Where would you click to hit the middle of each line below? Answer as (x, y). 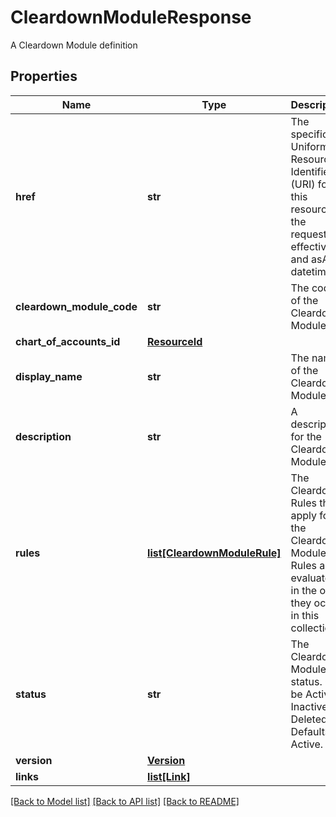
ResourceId (175, 341)
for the (306, 436)
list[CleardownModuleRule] (214, 553)
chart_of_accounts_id (68, 341)
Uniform (310, 146)
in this (305, 615)
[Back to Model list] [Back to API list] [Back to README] (125, 801)
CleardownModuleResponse (131, 17)
